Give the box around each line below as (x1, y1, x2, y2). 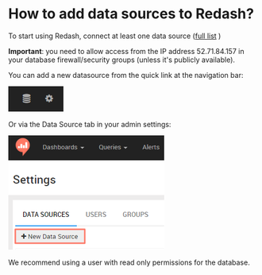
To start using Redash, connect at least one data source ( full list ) (8, 31, 222, 41)
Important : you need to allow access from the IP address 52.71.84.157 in (8, 46, 245, 56)
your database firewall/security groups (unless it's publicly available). (8, 55, 236, 64)
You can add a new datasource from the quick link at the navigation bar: (8, 70, 244, 79)
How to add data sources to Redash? (8, 5, 254, 23)
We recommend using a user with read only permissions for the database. (8, 258, 250, 267)
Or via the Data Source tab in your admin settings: (8, 119, 171, 129)
